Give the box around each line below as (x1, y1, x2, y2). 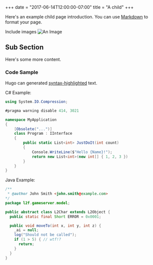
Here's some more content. (5, 56, 61, 62)
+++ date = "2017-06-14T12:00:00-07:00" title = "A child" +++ (5, 4, 134, 10)
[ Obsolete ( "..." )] (14, 126, 52, 131)
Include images (5, 29, 37, 34)
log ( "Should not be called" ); (14, 232, 77, 238)
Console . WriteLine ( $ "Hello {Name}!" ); (31, 149, 113, 155)
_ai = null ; (14, 228, 39, 233)
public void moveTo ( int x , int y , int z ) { (9, 223, 102, 228)
